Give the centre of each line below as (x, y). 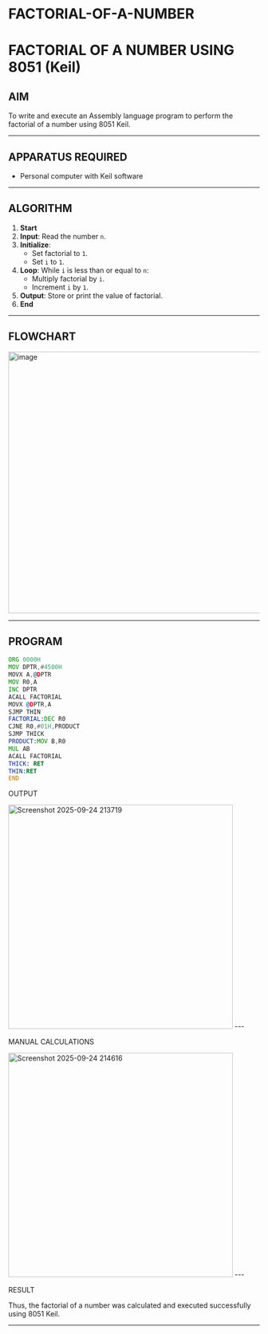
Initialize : (35, 245)
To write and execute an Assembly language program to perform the (121, 116)
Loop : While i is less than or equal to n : (84, 270)
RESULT (22, 1290)
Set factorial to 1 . (59, 253)
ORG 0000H (25, 660)
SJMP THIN (25, 712)
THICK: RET (26, 763)
